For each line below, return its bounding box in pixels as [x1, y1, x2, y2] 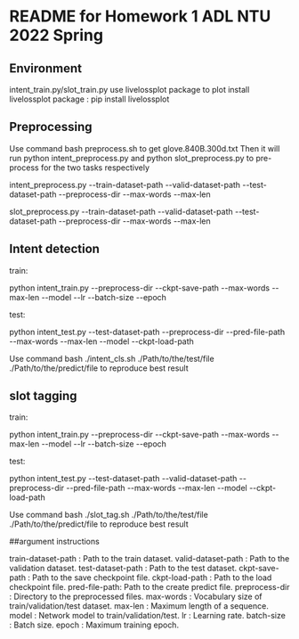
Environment [9, 61, 83, 76]
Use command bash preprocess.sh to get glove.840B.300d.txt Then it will [9, 143, 280, 153]
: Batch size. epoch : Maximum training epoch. [9, 619, 180, 630]
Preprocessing [9, 119, 93, 135]
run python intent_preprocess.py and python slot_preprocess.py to [9, 152, 255, 163]
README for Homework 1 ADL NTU [9, 6, 271, 27]
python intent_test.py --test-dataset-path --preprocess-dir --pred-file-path [9, 326, 286, 337]
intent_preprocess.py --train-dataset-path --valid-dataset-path [9, 179, 241, 190]
